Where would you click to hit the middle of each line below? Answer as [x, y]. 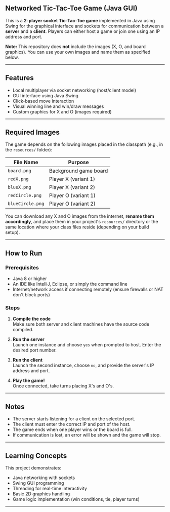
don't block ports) [31, 295]
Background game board [78, 171]
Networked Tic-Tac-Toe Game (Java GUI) [71, 8]
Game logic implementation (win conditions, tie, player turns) [76, 499]
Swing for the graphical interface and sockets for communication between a [84, 26]
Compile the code [32, 319]
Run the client [28, 360]
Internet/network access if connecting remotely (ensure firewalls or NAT [88, 289]
